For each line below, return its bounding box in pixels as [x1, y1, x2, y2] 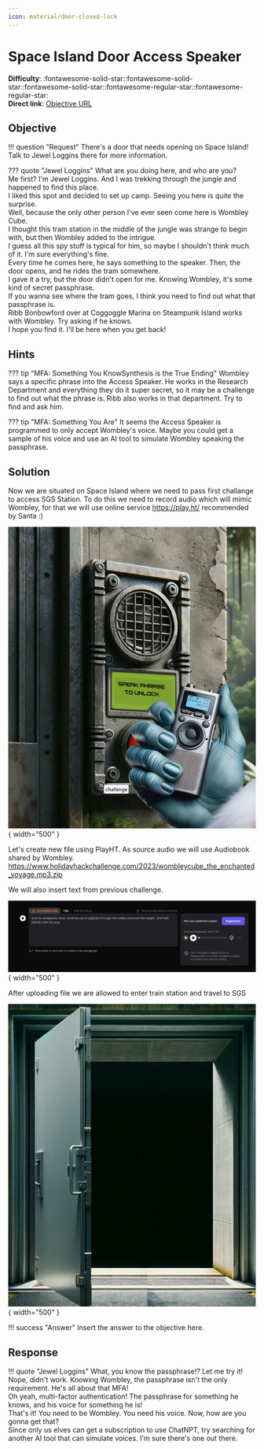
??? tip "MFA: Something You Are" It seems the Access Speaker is [8, 417, 222, 427]
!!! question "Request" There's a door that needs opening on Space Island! [8, 142, 249, 152]
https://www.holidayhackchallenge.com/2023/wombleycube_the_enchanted [8, 861, 255, 871]
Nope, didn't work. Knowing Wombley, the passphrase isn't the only [8, 1375, 228, 1384]
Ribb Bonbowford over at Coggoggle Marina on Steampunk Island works [8, 308, 243, 318]
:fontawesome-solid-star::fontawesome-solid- [42, 73, 193, 83]
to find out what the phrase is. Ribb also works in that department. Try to [8, 394, 244, 403]
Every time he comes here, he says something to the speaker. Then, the [8, 258, 241, 268]
